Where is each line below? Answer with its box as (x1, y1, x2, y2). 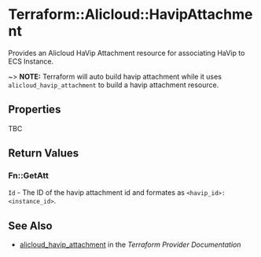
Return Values (8, 147, 79, 160)
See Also (8, 218, 53, 233)
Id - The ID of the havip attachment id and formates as (8, 188, 185, 197)
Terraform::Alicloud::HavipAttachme (8, 6, 253, 24)
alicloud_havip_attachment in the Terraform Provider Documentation (19, 240, 241, 249)
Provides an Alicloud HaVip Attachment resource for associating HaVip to (8, 48, 245, 57)
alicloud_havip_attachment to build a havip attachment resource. (8, 80, 219, 90)
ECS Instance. (8, 57, 53, 66)
